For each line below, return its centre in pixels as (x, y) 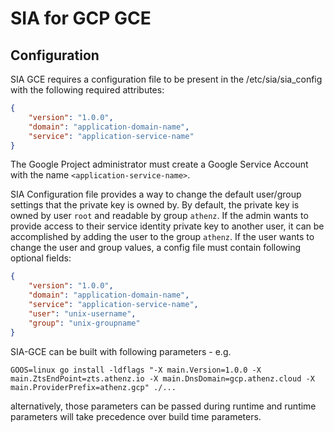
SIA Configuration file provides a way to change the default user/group (156, 194)
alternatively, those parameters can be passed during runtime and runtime (163, 406)
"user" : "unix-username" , (82, 313)
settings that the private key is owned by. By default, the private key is (155, 205)
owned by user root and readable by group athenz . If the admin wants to (159, 216)
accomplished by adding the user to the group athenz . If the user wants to (162, 237)
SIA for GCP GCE (81, 18)
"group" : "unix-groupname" (84, 323)
